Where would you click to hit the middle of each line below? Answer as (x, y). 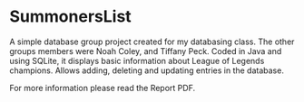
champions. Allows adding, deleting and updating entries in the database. (147, 70)
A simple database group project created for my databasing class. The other (152, 42)
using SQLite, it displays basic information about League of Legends (137, 60)
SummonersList (70, 17)
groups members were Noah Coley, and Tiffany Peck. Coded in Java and (146, 51)
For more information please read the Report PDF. (103, 88)
